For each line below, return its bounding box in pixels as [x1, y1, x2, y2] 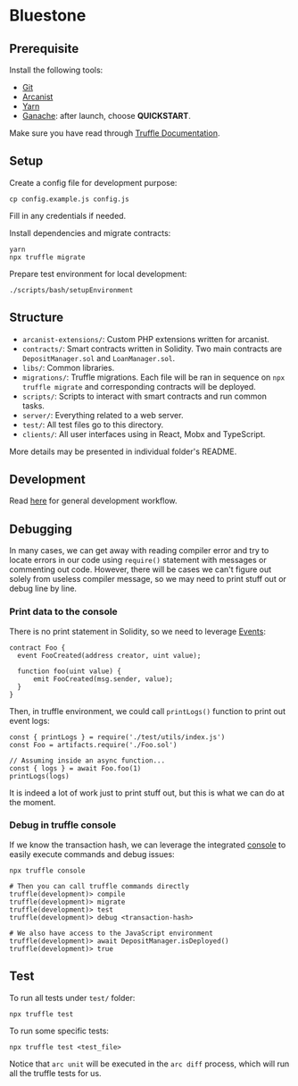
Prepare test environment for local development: [9, 268, 187, 279]
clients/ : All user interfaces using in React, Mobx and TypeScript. [21, 428, 266, 439]
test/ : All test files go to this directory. [21, 419, 163, 430]
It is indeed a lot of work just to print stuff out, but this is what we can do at [9, 787, 285, 798]
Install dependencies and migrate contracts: [9, 227, 171, 238]
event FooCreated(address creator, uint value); [17, 651, 202, 660]
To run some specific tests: [9, 1025, 110, 1036]
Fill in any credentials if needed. [9, 210, 127, 221]
